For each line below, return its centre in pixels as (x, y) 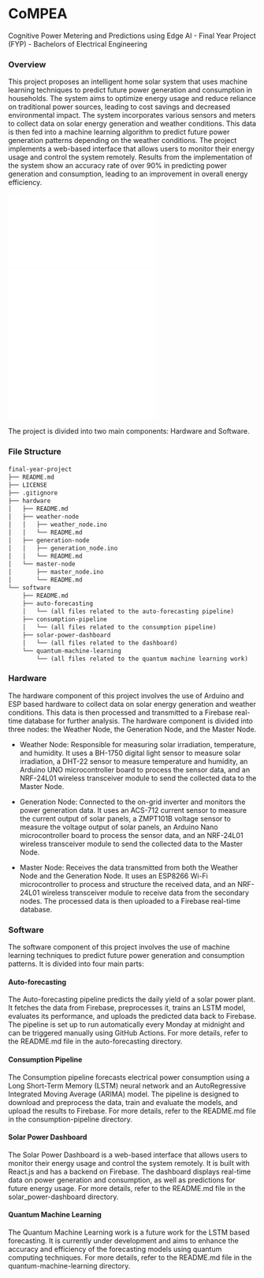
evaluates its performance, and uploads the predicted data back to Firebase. (132, 1017)
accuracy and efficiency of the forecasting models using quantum (115, 1249)
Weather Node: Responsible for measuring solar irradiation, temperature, (138, 744)
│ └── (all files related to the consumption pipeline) (119, 627)
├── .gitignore (33, 493)
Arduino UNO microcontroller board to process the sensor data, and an (135, 769)
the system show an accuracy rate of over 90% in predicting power (117, 166)
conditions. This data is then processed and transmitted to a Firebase (121, 712)
